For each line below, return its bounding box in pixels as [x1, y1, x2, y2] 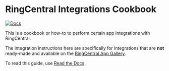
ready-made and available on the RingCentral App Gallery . [5, 50, 126, 56]
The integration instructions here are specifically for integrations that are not [5, 45, 164, 51]
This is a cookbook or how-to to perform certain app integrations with [5, 30, 150, 36]
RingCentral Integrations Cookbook [5, 4, 156, 15]
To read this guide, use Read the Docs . [5, 60, 86, 66]
